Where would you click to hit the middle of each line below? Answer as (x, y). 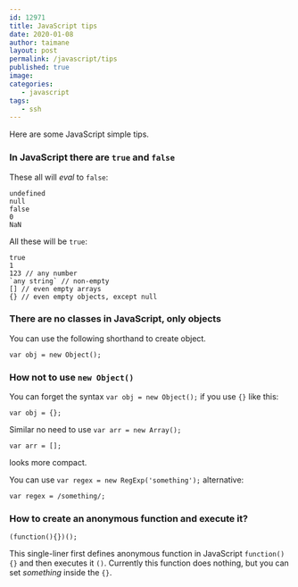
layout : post (33, 51)
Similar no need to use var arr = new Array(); (95, 430)
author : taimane (39, 42)
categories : (31, 84)
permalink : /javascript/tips (63, 59)
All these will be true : (48, 241)
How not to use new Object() (72, 377)
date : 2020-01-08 (41, 34)
